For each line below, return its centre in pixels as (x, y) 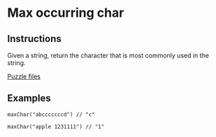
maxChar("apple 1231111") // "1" (56, 127)
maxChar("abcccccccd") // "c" (51, 114)
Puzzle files (24, 76)
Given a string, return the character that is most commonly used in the (108, 55)
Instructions (34, 39)
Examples (29, 98)
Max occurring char (66, 13)
